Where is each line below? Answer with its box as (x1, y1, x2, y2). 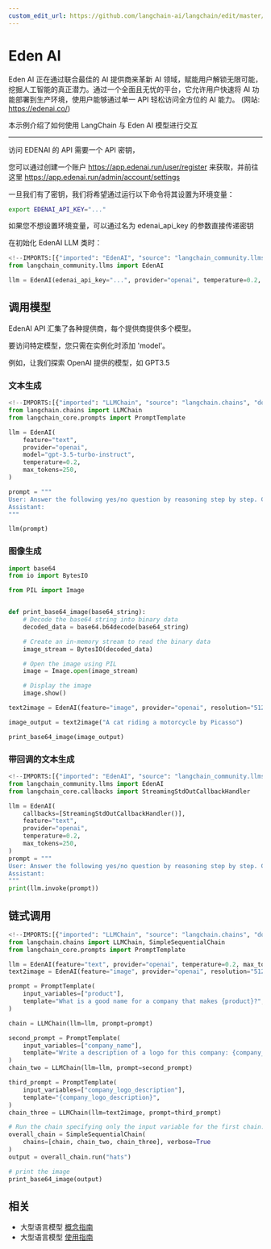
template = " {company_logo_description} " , (23, 1093, 161, 1101)
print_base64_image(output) (8, 1175, 103, 1183)
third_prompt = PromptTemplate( (8, 1079, 117, 1087)
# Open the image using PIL (23, 659, 117, 668)
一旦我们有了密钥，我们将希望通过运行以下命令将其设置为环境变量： (8, 189, 235, 198)
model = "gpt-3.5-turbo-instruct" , (23, 451, 135, 459)
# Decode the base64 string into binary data (23, 616, 179, 624)
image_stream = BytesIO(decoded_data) (23, 645, 153, 654)
